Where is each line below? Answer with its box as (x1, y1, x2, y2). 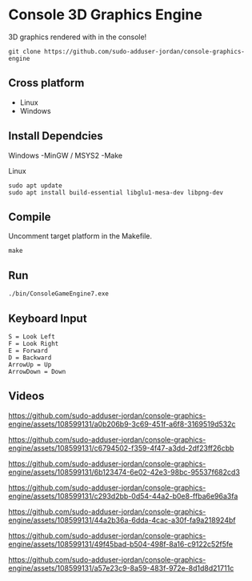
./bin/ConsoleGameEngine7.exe (8, 290, 110, 298)
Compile (8, 210, 51, 223)
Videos (8, 390, 45, 403)
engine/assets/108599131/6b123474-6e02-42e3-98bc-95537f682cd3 (8, 467, 240, 477)
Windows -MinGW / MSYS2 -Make (8, 150, 122, 160)
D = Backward (8, 354, 52, 362)
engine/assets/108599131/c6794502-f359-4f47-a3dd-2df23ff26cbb (8, 443, 234, 453)
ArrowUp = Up (8, 361, 52, 369)
